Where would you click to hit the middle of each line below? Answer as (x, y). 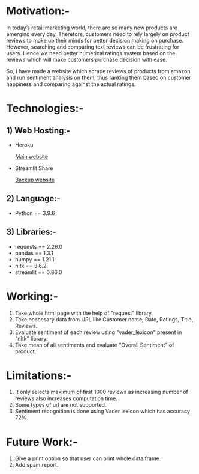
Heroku (24, 145)
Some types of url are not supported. (61, 405)
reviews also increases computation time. (66, 398)
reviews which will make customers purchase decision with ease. (87, 59)
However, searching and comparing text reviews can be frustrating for (93, 47)
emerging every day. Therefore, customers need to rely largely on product (98, 34)
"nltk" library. (31, 338)
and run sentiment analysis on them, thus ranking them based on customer (99, 77)
